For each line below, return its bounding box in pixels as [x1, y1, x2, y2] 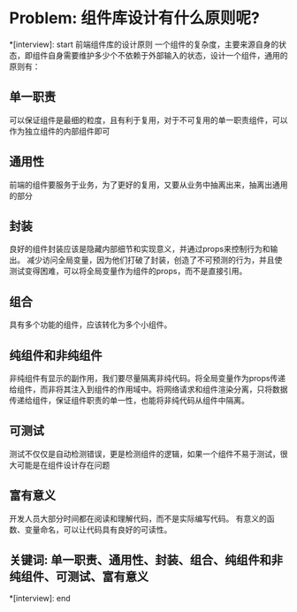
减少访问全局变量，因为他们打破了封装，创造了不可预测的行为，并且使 [26, 255, 283, 265]
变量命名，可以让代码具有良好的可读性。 [24, 524, 172, 535]
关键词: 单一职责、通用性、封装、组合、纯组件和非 [9, 553, 283, 568]
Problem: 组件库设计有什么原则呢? [9, 8, 261, 28]
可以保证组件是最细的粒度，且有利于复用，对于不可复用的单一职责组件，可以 [9, 114, 288, 125]
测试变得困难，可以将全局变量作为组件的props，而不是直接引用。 [9, 266, 247, 277]
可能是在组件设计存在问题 [16, 459, 110, 470]
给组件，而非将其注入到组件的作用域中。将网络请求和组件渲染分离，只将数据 [9, 384, 288, 394]
